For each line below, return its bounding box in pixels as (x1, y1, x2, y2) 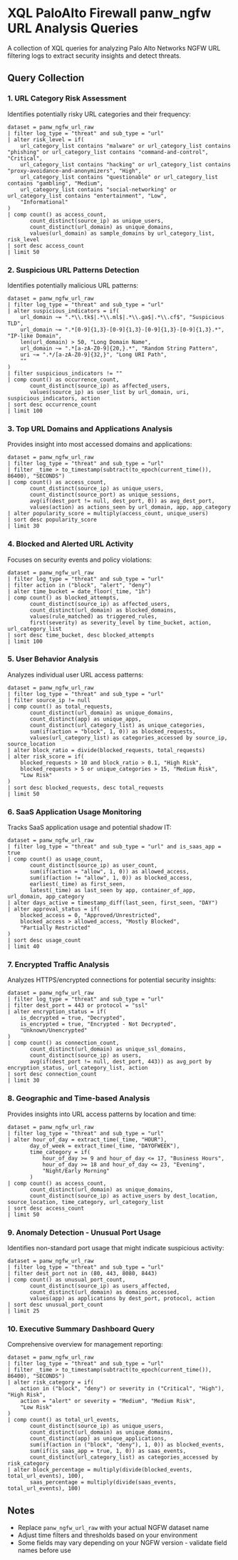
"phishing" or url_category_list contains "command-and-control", (7, 148, 209, 156)
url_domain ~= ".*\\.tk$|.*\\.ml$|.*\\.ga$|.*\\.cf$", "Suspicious (20, 313, 224, 320)
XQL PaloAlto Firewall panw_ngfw (7, 5, 212, 21)
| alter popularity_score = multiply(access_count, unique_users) (7, 510, 209, 517)
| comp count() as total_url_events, (7, 1417, 120, 1424)
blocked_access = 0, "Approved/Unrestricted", (20, 912, 161, 919)
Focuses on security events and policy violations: (7, 555, 152, 564)
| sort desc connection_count (7, 1070, 98, 1078)
